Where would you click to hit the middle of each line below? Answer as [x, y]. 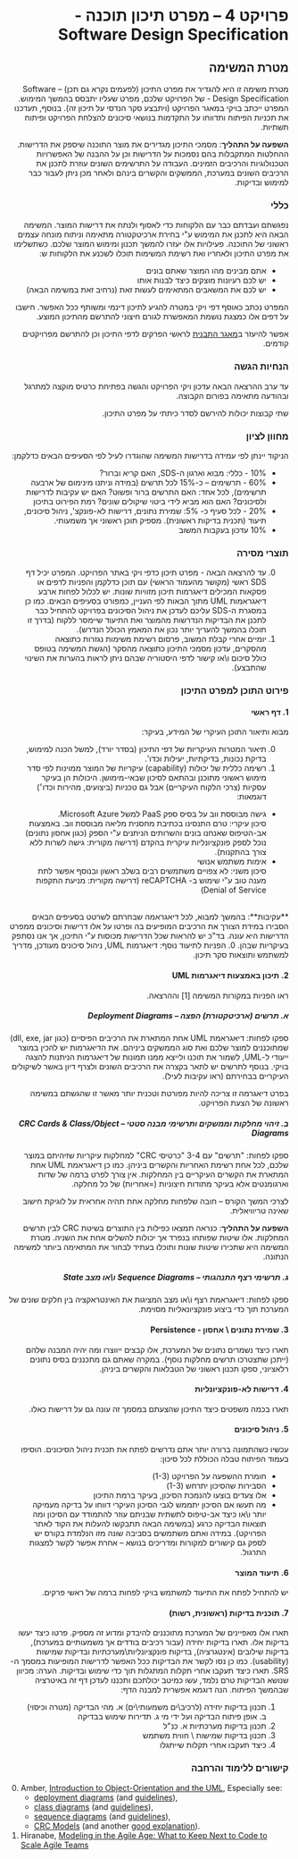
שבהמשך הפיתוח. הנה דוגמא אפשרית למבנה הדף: [205, 1690]
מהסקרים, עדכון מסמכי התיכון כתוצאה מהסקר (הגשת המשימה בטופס [150, 648]
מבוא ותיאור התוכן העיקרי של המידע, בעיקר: [215, 732]
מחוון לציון [267, 436]
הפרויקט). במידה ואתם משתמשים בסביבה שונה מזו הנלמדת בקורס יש [150, 1534]
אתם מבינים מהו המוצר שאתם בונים [206, 271]
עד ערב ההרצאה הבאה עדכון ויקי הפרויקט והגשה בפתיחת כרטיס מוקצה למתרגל [157, 386]
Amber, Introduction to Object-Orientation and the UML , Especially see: [151, 1787]
